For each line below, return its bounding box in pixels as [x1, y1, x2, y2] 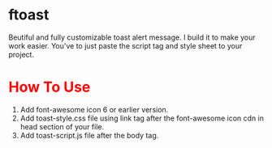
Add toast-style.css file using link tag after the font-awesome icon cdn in [19, 113, 264, 123]
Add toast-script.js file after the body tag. [19, 130, 159, 140]
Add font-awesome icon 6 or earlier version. [19, 104, 169, 114]
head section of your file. [19, 121, 105, 131]
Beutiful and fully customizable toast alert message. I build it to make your [8, 32, 256, 42]
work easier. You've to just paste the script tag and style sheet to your [8, 40, 243, 50]
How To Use [8, 78, 91, 96]
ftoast [8, 6, 50, 24]
